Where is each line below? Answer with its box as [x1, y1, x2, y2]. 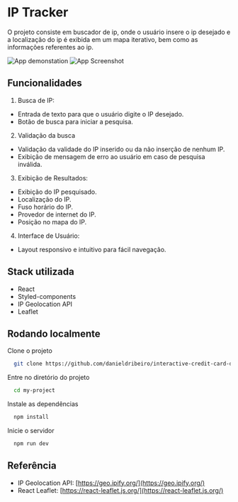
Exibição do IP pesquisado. [17, 187, 97, 196]
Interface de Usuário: [17, 231, 80, 240]
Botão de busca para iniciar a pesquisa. [17, 117, 133, 126]
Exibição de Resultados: [17, 173, 89, 182]
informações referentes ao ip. [7, 43, 94, 51]
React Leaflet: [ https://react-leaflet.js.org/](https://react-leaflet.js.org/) [17, 486, 224, 494]
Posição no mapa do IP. [17, 217, 87, 226]
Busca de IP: [17, 96, 55, 104]
